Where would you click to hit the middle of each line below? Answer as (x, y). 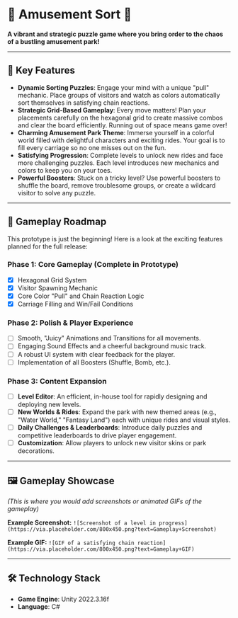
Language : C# (39, 606)
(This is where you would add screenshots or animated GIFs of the (105, 501)
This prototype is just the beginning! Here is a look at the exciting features (115, 239)
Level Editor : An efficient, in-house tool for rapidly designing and (112, 396)
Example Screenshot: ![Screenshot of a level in (81, 522)
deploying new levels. (49, 405)
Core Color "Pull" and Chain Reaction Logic (81, 296)
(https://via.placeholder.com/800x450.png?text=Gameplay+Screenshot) (112, 530)
